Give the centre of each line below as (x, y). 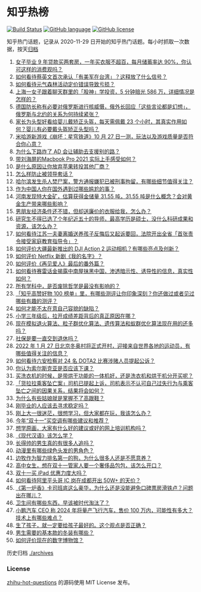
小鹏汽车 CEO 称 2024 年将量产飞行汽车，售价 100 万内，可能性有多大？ (104, 510)
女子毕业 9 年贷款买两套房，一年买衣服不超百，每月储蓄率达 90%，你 (101, 62)
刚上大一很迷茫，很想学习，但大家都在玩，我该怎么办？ (83, 413)
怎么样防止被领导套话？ (44, 173)
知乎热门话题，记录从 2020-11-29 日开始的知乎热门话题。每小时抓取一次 (95, 41)
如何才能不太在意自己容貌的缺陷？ (57, 308)
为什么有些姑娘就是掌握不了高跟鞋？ (60, 398)
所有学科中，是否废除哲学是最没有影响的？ (68, 286)
